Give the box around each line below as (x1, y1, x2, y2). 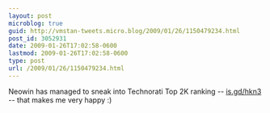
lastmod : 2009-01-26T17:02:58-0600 (8, 49, 129, 57)
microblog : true (8, 19, 63, 27)
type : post (8, 57, 45, 65)
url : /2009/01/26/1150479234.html (8, 65, 125, 73)
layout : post (8, 11, 53, 20)
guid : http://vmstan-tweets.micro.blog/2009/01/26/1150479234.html (8, 27, 241, 35)
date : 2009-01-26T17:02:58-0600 (8, 42, 117, 50)
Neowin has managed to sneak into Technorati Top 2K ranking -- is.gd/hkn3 (8, 86, 262, 96)
